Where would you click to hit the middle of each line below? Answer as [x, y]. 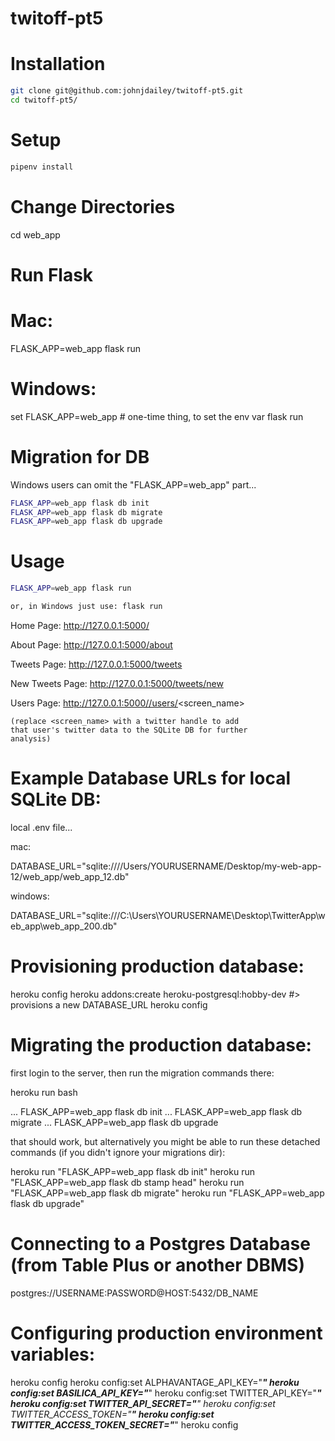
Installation [58, 64]
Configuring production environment [166, 1333]
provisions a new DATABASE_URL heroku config [109, 1004]
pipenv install [42, 167]
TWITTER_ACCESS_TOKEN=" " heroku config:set [112, 1414]
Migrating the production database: [161, 1045]
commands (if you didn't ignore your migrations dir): [118, 1152]
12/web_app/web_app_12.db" [70, 876]
